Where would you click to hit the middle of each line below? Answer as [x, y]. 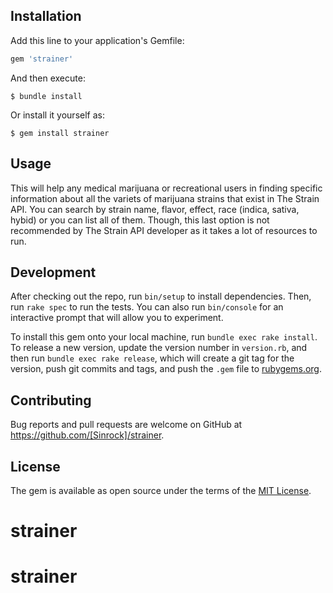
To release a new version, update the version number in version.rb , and [159, 348]
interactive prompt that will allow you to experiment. [117, 318]
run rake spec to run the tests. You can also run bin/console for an [147, 307]
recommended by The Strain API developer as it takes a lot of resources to [164, 230]
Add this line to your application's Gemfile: [97, 40]
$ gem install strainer [60, 133]
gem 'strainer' [42, 59]
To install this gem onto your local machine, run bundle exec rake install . [164, 337]
